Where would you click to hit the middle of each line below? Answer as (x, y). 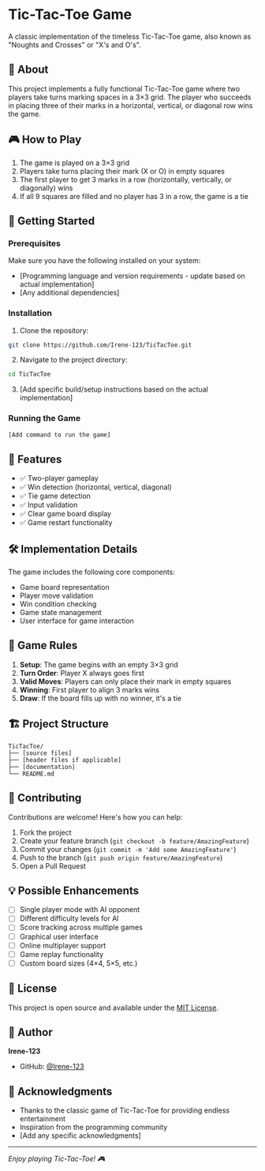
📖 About (28, 70)
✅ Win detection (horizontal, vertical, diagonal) (95, 487)
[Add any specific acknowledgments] (80, 1135)
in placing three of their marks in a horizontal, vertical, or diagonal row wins (131, 105)
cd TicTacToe (30, 374)
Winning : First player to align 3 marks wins (90, 689)
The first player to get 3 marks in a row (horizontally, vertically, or (126, 179)
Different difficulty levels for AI (69, 918)
